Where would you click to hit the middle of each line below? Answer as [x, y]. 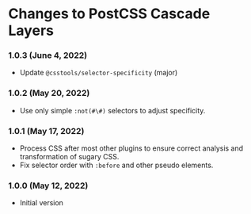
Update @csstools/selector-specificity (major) [99, 73]
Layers [31, 31]
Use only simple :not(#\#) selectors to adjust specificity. [112, 110]
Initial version [41, 203]
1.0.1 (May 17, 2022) [46, 131]
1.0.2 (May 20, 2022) [49, 94]
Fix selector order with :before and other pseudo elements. [116, 165]
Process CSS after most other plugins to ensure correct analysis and [131, 148]
